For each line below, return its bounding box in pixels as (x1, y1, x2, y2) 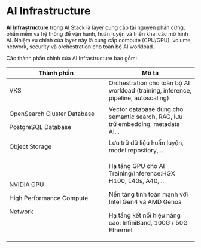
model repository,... (108, 146, 163, 154)
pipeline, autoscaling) (108, 94, 169, 102)
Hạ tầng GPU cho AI (108, 161, 165, 170)
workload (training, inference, (108, 86, 192, 94)
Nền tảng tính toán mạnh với (108, 190, 188, 198)
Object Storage (9, 142, 52, 151)
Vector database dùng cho (108, 105, 184, 113)
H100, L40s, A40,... (108, 176, 165, 185)
